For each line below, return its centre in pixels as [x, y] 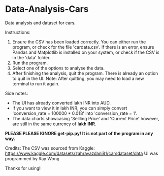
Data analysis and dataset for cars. [40, 23]
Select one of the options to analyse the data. [58, 68]
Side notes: [16, 93]
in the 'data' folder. [31, 57]
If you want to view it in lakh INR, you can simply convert [69, 108]
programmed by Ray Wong [32, 158]
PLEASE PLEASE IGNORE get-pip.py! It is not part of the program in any [79, 133]
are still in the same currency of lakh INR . [54, 124]
